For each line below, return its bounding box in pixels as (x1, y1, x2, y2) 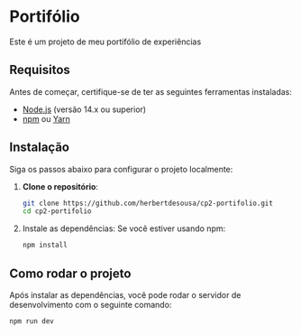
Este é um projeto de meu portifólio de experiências (9, 36, 202, 47)
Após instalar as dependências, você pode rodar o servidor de (9, 290, 242, 300)
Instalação (9, 140, 70, 155)
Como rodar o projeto (9, 265, 132, 281)
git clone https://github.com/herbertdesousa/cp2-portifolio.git (22, 199, 273, 208)
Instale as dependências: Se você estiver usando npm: (22, 223, 226, 234)
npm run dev (9, 317, 54, 326)
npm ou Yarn (22, 113, 70, 124)
